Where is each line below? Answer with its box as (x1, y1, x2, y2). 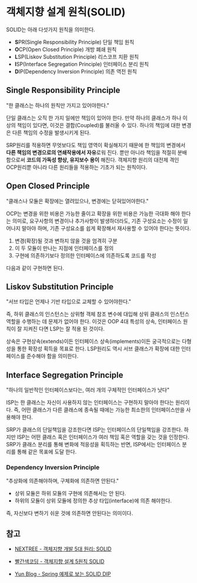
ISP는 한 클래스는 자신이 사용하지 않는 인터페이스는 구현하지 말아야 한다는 (6, 399, 175, 406)
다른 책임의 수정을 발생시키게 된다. (12, 129, 91, 136)
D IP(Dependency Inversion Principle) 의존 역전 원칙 (14, 68, 137, 75)
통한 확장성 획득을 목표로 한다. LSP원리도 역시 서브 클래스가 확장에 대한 (16, 345, 181, 352)
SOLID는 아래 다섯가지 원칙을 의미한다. (6, 26, 95, 33)
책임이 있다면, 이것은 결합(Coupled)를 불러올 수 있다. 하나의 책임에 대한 (16, 121, 181, 128)
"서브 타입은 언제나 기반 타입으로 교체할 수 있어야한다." (6, 298, 131, 305)
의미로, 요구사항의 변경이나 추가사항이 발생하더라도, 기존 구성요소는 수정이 (12, 217, 182, 224)
